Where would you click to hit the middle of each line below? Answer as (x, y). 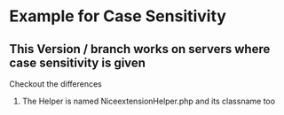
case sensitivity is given (78, 62)
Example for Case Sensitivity (118, 16)
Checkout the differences (55, 84)
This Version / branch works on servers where (140, 49)
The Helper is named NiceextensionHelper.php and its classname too (149, 101)
